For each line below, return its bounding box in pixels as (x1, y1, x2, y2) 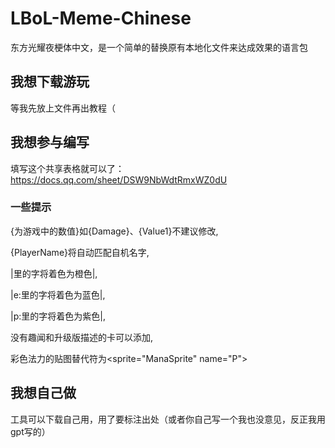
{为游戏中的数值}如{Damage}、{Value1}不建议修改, (10, 225, 219, 237)
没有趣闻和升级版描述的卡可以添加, (10, 331, 154, 343)
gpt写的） (10, 425, 51, 437)
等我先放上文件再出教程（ (10, 102, 116, 114)
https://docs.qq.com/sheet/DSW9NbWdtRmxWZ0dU (10, 173, 228, 186)
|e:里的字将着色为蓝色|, (10, 288, 106, 301)
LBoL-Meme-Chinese (10, 7, 192, 30)
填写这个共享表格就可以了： (10, 162, 125, 174)
